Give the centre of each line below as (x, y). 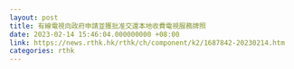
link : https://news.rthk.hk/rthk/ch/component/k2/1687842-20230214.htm (147, 43)
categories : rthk (42, 51)
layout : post (34, 17)
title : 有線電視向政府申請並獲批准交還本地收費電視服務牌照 (108, 26)
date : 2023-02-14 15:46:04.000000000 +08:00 (95, 34)
